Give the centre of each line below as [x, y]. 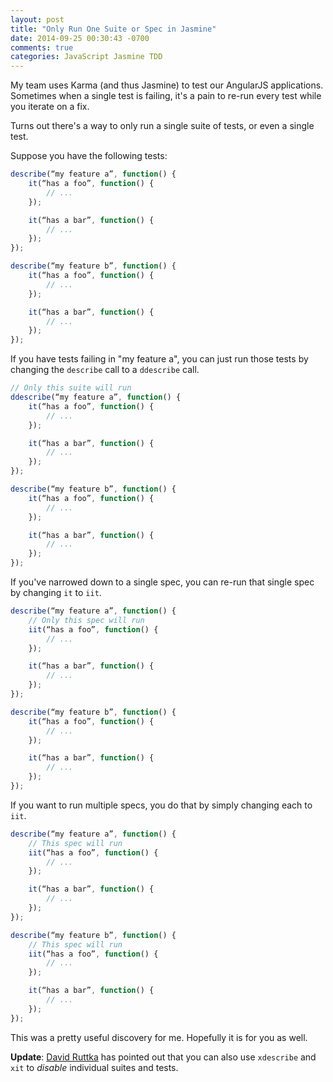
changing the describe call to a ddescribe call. [105, 370]
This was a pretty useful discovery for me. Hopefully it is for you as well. [159, 1037]
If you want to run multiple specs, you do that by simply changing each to [161, 805]
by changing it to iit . [56, 592]
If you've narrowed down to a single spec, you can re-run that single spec [162, 582]
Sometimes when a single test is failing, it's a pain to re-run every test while [166, 96]
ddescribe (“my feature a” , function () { [96, 397]
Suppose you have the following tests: [89, 156]
